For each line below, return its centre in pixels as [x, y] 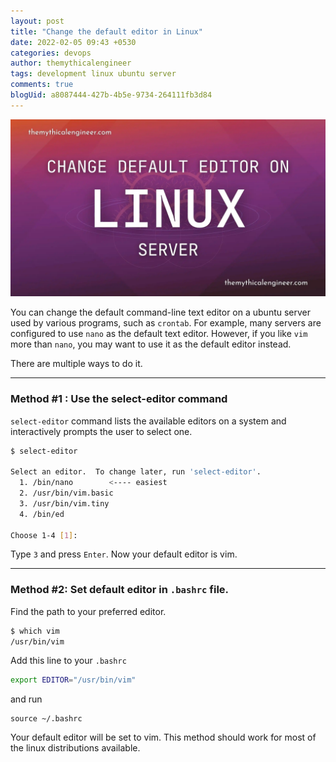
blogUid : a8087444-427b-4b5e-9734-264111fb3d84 [111, 95]
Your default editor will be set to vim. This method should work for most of [163, 737]
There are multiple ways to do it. [76, 364]
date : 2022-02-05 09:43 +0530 [73, 42]
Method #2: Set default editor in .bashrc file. [120, 590]
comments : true [42, 85]
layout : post [37, 21]
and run [26, 699]
